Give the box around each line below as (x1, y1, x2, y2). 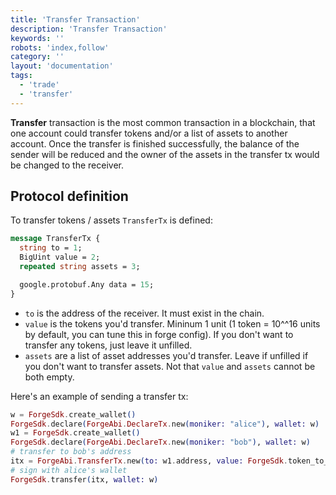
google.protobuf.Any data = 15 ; (19, 279, 155, 290)
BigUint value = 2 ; (19, 252, 101, 263)
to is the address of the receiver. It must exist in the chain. (24, 307, 265, 319)
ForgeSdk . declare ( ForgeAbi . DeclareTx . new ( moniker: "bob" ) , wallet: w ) (10, 437, 311, 448)
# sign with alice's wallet (10, 465, 128, 475)
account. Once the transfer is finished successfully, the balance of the (10, 137, 300, 150)
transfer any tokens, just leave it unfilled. (24, 339, 193, 351)
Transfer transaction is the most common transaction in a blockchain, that (10, 116, 316, 128)
